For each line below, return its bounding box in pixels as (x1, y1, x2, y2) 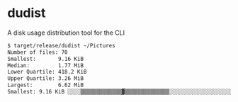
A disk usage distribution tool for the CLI (7, 28, 125, 37)
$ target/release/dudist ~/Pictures (7, 42, 115, 49)
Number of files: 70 (7, 48, 69, 56)
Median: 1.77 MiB (7, 62, 84, 69)
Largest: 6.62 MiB (7, 81, 84, 89)
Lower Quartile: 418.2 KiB (7, 69, 87, 76)
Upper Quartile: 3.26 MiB (7, 75, 84, 82)
